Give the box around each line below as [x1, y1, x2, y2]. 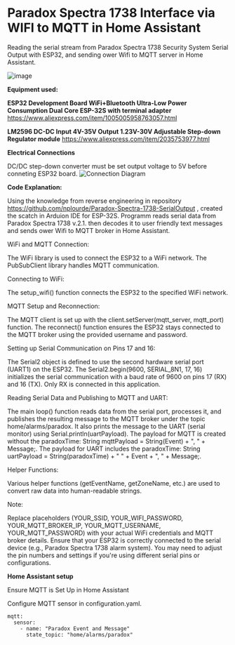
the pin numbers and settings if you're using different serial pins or [7, 551, 200, 559]
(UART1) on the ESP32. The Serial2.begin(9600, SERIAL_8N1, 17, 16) [7, 365, 203, 373]
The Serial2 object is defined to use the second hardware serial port [7, 357, 205, 366]
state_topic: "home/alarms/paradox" [25, 631, 133, 638]
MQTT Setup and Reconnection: [7, 302, 100, 310]
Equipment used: [7, 85, 58, 93]
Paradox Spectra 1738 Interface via [7, 5, 215, 21]
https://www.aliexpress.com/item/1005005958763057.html [7, 114, 177, 122]
